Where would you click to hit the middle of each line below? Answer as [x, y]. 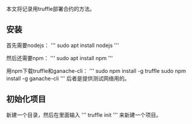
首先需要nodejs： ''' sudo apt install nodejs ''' [63, 45]
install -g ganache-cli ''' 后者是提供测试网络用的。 [68, 78]
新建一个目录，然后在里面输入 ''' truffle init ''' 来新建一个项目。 [84, 115]
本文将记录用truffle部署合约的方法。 [51, 9]
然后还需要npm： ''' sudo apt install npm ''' [60, 58]
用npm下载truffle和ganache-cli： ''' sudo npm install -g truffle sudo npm [96, 70]
